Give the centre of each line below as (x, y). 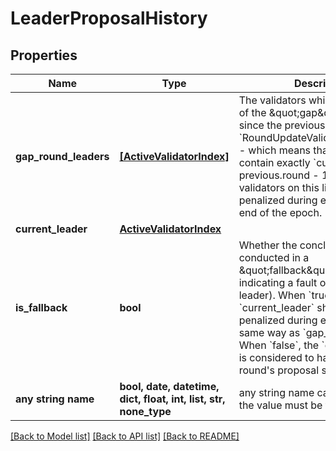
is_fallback (41, 307)
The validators (272, 100)
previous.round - (279, 175)
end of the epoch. (280, 212)
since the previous (282, 125)
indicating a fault (278, 282)
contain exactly (274, 162)
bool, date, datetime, (169, 386)
